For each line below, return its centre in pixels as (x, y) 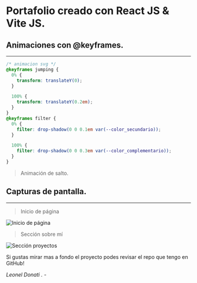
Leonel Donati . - (26, 274)
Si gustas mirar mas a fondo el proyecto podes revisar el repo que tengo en (97, 257)
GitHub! (15, 263)
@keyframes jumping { (33, 69)
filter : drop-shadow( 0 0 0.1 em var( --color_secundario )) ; (89, 129)
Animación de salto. (44, 173)
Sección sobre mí (42, 234)
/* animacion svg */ (31, 64)
